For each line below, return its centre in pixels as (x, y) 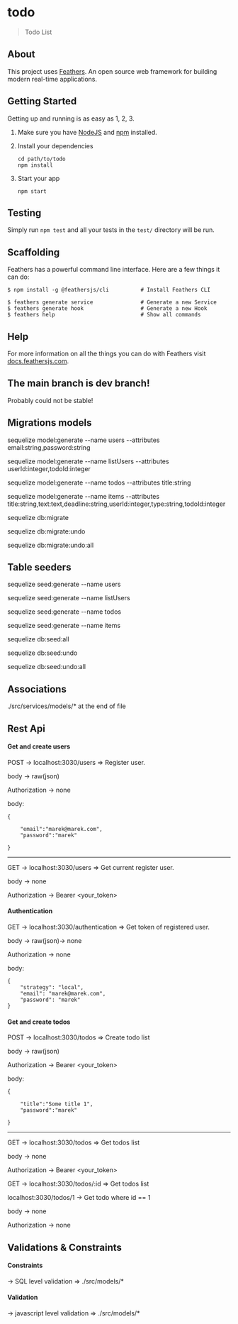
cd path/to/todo (41, 159)
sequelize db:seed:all (38, 639)
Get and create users (39, 746)
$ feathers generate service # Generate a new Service (112, 302)
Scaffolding (34, 252)
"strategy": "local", (52, 988)
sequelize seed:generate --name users (64, 584)
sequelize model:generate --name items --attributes (84, 496)
